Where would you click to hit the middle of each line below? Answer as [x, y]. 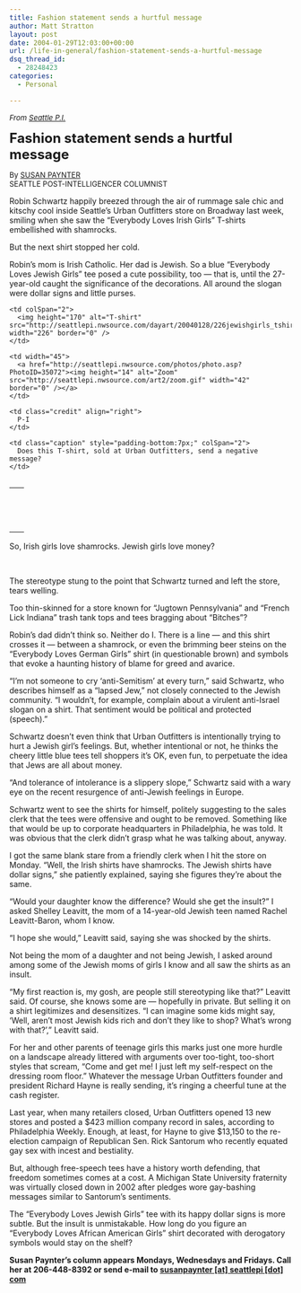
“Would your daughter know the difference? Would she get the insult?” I [142, 901]
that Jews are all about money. [66, 765]
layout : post [34, 34]
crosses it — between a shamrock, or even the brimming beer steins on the [148, 644]
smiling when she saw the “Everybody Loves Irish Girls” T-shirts [128, 220]
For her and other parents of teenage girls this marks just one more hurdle [146, 1047]
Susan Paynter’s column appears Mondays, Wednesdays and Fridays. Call [150, 1260]
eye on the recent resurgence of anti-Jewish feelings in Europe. [127, 792]
